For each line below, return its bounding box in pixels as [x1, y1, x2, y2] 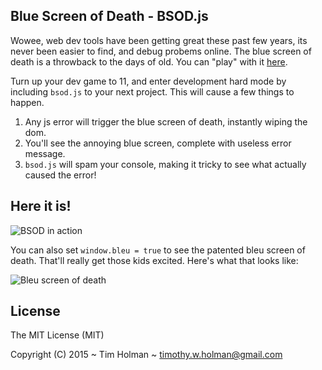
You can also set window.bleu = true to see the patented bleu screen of [10, 244, 306, 256]
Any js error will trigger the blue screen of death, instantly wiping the [24, 115, 308, 128]
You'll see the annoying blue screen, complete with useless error [24, 137, 292, 149]
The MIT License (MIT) [10, 329, 105, 341]
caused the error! [24, 169, 97, 181]
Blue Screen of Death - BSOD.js [10, 8, 209, 25]
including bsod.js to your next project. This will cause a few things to [10, 85, 295, 98]
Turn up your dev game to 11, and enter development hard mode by [10, 75, 287, 87]
